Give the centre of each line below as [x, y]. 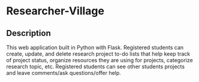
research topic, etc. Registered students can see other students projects [95, 66]
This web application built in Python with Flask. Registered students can [95, 47]
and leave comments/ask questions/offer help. [64, 73]
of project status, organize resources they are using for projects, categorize [99, 60]
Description [28, 33]
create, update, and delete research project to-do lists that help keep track [98, 54]
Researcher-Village [55, 11]
